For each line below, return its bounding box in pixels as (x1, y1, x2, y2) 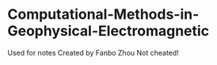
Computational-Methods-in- (7, 5, 200, 23)
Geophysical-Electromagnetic (7, 22, 210, 40)
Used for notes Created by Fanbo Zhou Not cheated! (7, 48, 179, 57)
